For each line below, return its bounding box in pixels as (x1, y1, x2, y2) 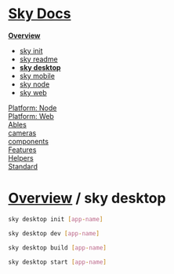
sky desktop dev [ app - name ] (8, 229, 100, 237)
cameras (8, 128, 37, 138)
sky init (19, 46, 43, 55)
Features (8, 145, 37, 154)
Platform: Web (8, 111, 55, 120)
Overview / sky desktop (8, 190, 166, 207)
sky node (19, 80, 50, 89)
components (8, 136, 49, 146)
